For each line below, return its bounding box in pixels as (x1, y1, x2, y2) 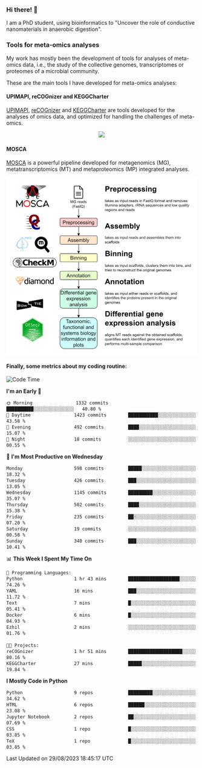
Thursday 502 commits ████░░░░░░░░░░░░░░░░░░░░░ (6, 502, 197, 508)
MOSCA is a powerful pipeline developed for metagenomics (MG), (6, 159, 171, 166)
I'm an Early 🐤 (6, 387, 42, 395)
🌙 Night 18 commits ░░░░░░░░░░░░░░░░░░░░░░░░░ (6, 436, 197, 442)
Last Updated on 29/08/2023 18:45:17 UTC (6, 755, 114, 762)
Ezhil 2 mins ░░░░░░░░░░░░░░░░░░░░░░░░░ (6, 625, 197, 631)
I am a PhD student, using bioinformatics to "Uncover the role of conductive (6, 19, 195, 27)
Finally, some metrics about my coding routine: (6, 363, 127, 370)
